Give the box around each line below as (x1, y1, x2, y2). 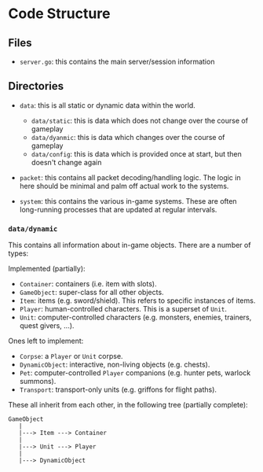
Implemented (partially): (8, 264, 86, 274)
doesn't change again (31, 157, 102, 167)
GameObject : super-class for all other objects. (19, 288, 164, 297)
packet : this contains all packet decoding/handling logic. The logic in (19, 172, 241, 182)
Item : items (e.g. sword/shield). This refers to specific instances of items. (19, 296, 256, 305)
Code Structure (8, 5, 111, 23)
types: (8, 249, 29, 258)
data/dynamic (8, 224, 58, 233)
